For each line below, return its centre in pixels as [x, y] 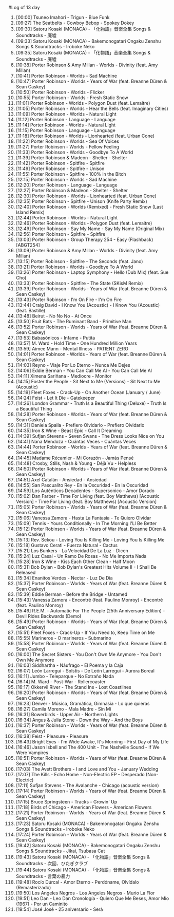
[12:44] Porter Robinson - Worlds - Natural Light [66, 218]
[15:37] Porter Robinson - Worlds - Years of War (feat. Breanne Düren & [91, 583]
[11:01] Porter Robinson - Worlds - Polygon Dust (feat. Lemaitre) [83, 103]
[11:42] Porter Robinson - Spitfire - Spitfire [60, 163]
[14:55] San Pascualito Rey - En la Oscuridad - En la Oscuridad [82, 485]
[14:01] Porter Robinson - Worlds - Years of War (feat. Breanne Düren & [91, 354]
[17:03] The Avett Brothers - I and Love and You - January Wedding [87, 769]
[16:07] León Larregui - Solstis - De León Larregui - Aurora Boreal [85, 671]
